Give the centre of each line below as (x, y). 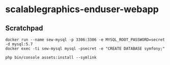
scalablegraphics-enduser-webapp (82, 9)
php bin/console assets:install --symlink (51, 57)
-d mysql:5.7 (19, 44)
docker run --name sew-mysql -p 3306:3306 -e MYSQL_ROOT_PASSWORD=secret (85, 40)
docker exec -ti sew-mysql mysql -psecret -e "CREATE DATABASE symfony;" (85, 49)
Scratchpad (24, 28)
